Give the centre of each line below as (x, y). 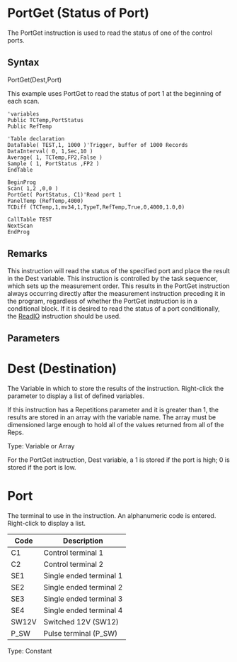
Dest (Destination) (62, 369)
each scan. (24, 101)
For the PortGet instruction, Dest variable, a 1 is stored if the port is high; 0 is (118, 460)
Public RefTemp (30, 126)
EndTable (20, 170)
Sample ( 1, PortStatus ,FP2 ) (53, 164)
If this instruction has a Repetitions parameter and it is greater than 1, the (113, 409)
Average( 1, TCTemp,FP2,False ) (55, 158)
